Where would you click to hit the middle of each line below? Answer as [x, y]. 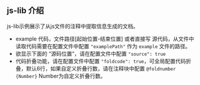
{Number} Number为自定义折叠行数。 [61, 75]
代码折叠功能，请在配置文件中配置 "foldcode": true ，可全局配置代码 [101, 61]
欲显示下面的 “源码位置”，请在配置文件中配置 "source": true [91, 53]
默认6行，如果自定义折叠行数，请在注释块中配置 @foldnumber [101, 68]
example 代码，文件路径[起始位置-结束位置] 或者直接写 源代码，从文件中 [105, 39]
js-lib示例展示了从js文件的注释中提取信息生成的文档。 [73, 26]
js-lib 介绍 [25, 11]
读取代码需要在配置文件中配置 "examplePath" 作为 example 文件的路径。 [103, 46]
